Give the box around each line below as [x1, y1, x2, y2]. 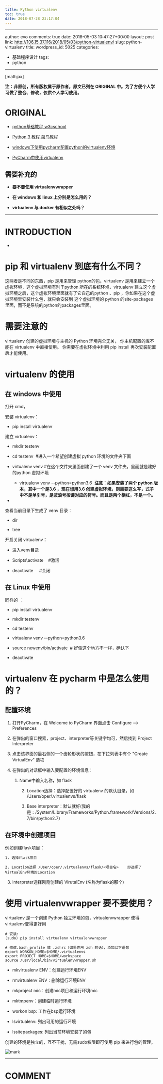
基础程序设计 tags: [12, 54, 49, 60]
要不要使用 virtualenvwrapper [12, 184, 73, 190]
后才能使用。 [5, 350, 31, 356]
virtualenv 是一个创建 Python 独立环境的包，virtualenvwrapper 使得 [5, 915, 140, 920]
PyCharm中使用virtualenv [12, 155, 64, 161]
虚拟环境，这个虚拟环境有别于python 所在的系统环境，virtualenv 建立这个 [5, 284, 152, 290]
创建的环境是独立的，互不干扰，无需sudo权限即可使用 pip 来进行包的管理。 [5, 1039, 156, 1045]
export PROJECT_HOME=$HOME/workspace [5, 953, 81, 958]
